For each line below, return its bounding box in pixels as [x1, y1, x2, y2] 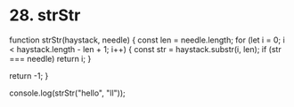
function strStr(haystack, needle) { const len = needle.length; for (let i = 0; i [9, 34, 285, 45]
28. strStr [9, 5, 81, 26]
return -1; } [9, 70, 49, 80]
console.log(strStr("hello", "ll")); [9, 88, 127, 98]
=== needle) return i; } [9, 53, 92, 64]
